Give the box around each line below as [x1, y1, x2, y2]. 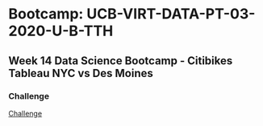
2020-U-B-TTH [8, 22, 114, 40]
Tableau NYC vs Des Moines [8, 66, 153, 80]
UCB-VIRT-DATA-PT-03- [86, 5, 256, 23]
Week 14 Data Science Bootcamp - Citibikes [8, 54, 233, 67]
